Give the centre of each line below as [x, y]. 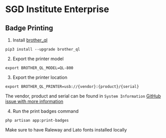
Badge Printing [29, 28]
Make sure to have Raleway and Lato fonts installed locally [66, 130]
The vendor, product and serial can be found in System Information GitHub [83, 96]
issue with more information [34, 101]
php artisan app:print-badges [37, 120]
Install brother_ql [30, 40]
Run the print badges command [46, 111]
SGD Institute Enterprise [57, 9]
